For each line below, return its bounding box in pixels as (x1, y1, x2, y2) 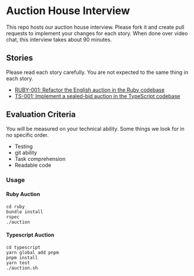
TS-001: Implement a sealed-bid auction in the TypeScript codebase (14, 92, 180, 99)
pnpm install (6, 254, 38, 261)
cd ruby (6, 204, 25, 210)
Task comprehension (14, 155, 66, 162)
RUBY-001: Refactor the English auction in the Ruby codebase (14, 86, 165, 93)
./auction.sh (6, 265, 38, 271)
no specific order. (6, 131, 49, 139)
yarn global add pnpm (6, 250, 59, 255)
